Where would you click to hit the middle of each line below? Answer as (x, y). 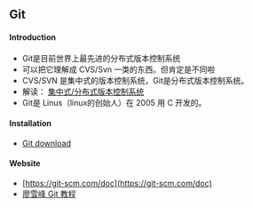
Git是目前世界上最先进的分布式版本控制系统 (101, 58)
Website (25, 163)
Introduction (32, 37)
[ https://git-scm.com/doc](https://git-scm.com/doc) (117, 183)
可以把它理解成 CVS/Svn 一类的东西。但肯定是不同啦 (119, 69)
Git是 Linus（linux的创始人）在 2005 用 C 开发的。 (114, 102)
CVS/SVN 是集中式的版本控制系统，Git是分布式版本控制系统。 (135, 80)
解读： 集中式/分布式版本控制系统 (83, 92)
